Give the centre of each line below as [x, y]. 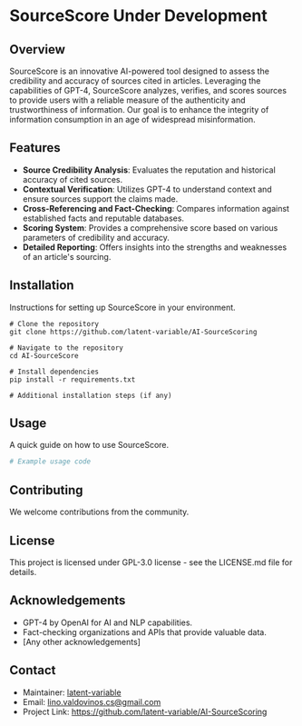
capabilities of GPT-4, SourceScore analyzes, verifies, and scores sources [148, 90]
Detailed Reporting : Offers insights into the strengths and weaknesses [155, 247]
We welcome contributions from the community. [99, 512]
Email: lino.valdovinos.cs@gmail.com [92, 701]
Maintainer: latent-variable [72, 692]
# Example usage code [50, 462]
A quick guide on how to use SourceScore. [89, 445]
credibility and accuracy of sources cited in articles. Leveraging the [135, 81]
